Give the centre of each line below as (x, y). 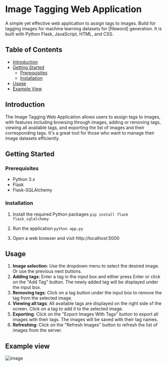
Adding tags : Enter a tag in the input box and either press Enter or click (86, 277)
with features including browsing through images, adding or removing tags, (83, 122)
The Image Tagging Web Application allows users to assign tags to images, (83, 116)
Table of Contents (34, 50)
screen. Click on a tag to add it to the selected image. (68, 309)
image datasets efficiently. (32, 138)
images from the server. (37, 330)
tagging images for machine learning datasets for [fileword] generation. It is (83, 28)
